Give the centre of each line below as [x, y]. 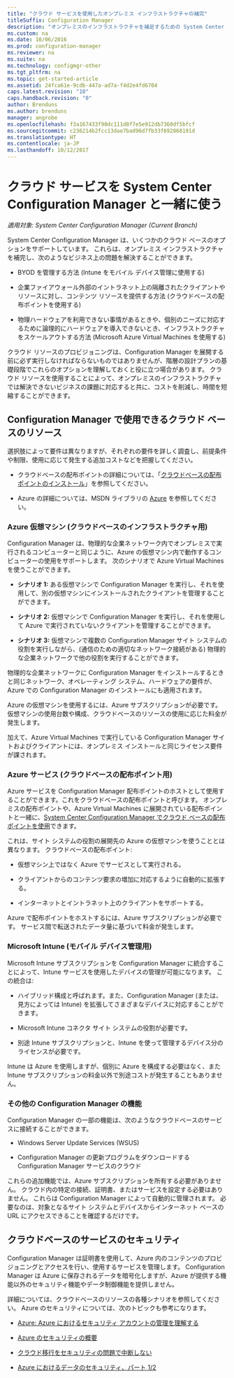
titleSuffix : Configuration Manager [60, 20]
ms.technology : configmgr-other [54, 66]
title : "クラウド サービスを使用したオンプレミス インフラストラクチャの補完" [108, 14]
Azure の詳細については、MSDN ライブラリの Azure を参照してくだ [114, 498]
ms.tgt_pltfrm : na [34, 72]
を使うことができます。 [41, 570]
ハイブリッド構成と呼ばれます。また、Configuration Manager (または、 [119, 995]
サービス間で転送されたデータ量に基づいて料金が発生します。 [109, 926]
